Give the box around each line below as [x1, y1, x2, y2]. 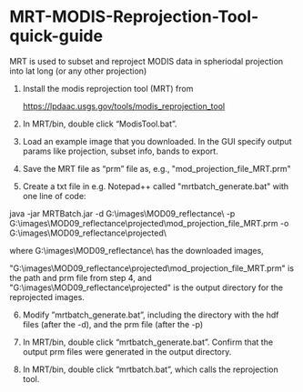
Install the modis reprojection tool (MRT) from [22, 83, 194, 94]
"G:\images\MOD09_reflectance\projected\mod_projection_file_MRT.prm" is [9, 262, 294, 274]
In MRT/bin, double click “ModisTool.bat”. [22, 118, 177, 129]
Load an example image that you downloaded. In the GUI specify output [22, 136, 293, 146]
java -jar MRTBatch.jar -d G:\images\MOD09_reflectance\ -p [9, 207, 236, 219]
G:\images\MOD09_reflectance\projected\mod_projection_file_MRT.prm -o [9, 217, 289, 228]
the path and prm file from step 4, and [9, 272, 152, 283]
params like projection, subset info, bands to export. [22, 146, 218, 156]
